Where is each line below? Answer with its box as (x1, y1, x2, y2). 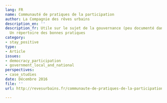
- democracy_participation (5, 58, 61, 63)
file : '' (5, 81, 23, 86)
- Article (5, 49, 26, 54)
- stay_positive (5, 40, 39, 45)
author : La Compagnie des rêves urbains (5, 16, 90, 21)
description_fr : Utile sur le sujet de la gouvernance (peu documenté (5, 26, 155, 31)
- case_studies (5, 72, 37, 77)
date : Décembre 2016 (5, 77, 48, 82)
